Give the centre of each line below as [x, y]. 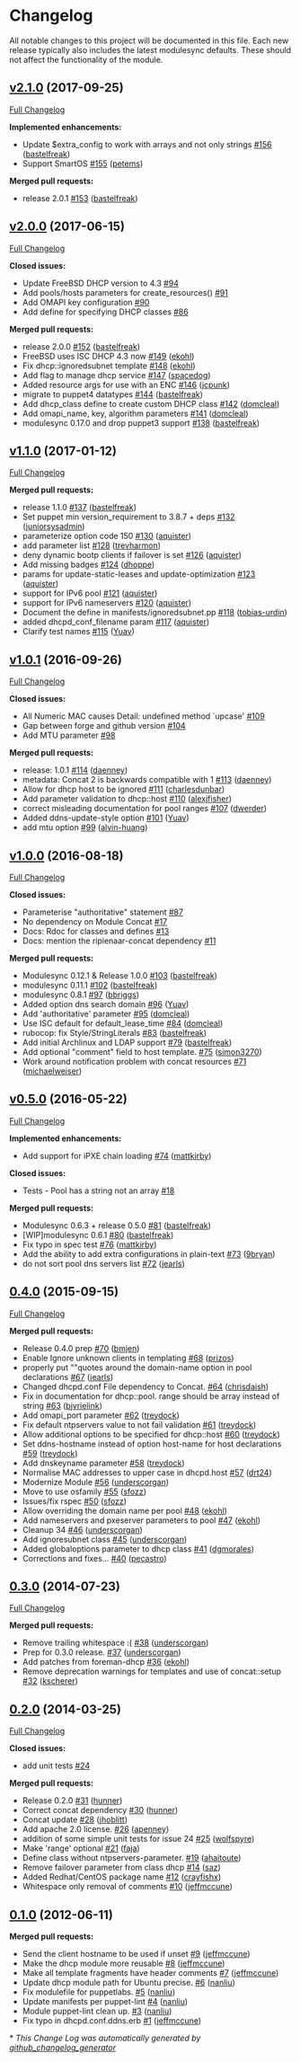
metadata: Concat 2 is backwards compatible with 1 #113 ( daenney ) [147, 780]
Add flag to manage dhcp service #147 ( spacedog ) [116, 375]
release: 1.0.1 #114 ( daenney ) [75, 770]
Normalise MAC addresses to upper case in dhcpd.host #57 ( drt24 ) [147, 1472]
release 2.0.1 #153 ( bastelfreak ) [80, 198]
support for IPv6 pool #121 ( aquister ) [90, 593]
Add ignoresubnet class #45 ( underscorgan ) [105, 1539]
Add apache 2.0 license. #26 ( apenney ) [96, 1829]
